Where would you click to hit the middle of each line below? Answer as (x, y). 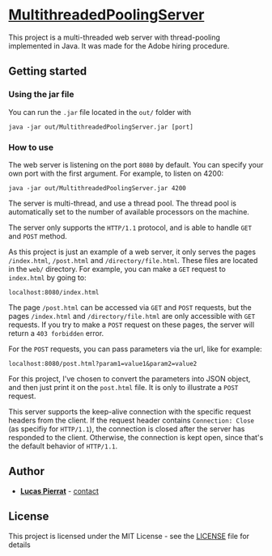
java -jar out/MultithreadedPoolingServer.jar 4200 (97, 188)
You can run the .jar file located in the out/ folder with (100, 112)
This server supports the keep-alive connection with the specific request (130, 411)
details (19, 545)
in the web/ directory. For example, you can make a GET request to (117, 269)
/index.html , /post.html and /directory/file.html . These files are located (133, 260)
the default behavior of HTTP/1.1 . (63, 446)
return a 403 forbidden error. (56, 333)
